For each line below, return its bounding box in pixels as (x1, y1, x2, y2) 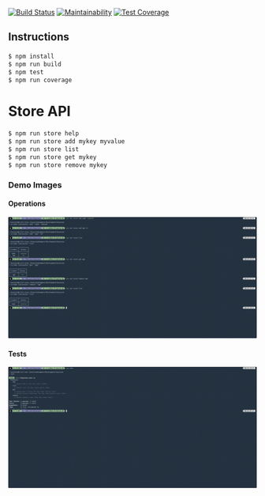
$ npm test (8, 68, 44, 76)
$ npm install (8, 52, 55, 60)
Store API (8, 103, 71, 120)
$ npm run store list (8, 145, 80, 153)
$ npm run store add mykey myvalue (8, 137, 125, 146)
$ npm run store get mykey (8, 153, 97, 161)
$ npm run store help (8, 129, 80, 138)
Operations (8, 199, 46, 209)
